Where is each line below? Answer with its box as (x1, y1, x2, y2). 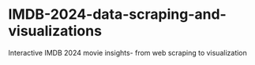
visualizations (8, 22, 103, 40)
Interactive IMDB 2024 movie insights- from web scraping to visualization (8, 48, 247, 57)
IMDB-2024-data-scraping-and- (8, 5, 227, 23)
